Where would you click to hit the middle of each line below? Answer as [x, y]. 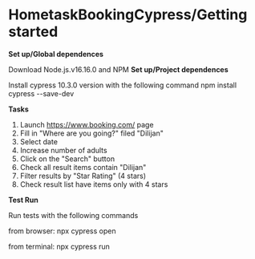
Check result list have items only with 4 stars [94, 184]
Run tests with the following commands [73, 215]
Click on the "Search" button [67, 159]
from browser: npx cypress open [62, 231]
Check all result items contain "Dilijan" [83, 167]
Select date [39, 141]
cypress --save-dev [41, 93]
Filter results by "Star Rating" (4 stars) [83, 176]
